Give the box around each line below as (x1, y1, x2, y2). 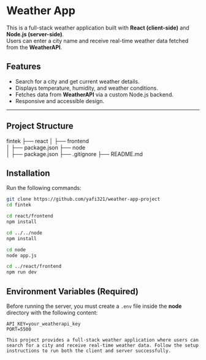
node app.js (6, 252, 37, 259)
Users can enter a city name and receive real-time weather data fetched (6, 37, 189, 44)
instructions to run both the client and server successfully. (6, 348, 172, 354)
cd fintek (6, 202, 32, 208)
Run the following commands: (6, 184, 82, 192)
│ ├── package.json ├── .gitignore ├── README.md (6, 150, 143, 157)
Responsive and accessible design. (15, 97, 105, 104)
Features (6, 61, 41, 72)
